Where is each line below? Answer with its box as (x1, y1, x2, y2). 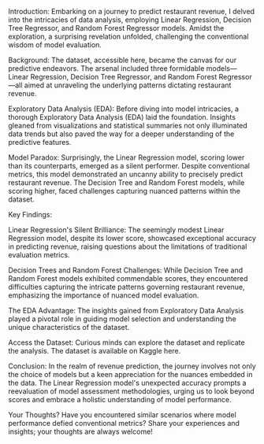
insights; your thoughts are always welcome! (8, 427, 154, 436)
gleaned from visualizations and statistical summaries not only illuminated (8, 121, 248, 130)
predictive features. (8, 138, 72, 146)
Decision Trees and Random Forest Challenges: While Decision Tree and (8, 265, 243, 275)
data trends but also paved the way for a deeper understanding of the (8, 129, 235, 139)
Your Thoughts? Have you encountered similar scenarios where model (8, 410, 236, 420)
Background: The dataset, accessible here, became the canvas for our (8, 55, 237, 65)
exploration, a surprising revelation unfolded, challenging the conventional (8, 31, 249, 41)
